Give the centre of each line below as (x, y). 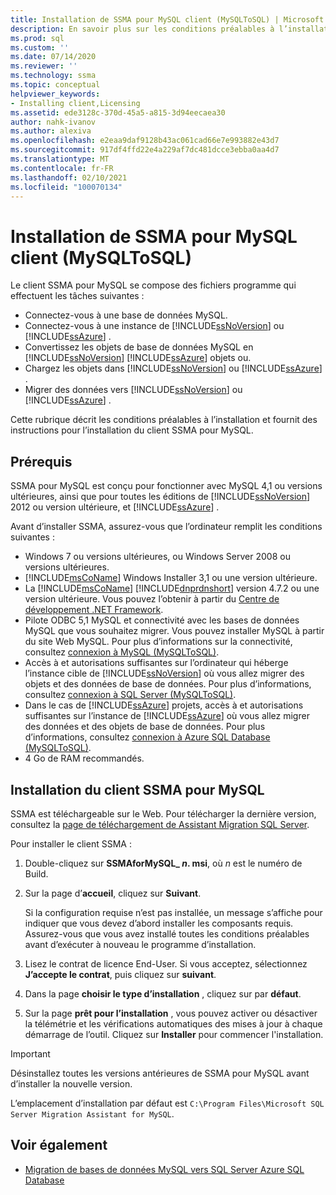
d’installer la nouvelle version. (71, 1083)
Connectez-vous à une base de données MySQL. (126, 315)
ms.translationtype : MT (60, 159)
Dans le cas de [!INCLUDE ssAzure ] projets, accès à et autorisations (164, 705)
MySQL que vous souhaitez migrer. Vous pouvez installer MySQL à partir (174, 631)
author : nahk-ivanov (53, 122)
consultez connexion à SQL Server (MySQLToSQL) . (130, 695)
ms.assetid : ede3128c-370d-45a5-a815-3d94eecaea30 (118, 112)
